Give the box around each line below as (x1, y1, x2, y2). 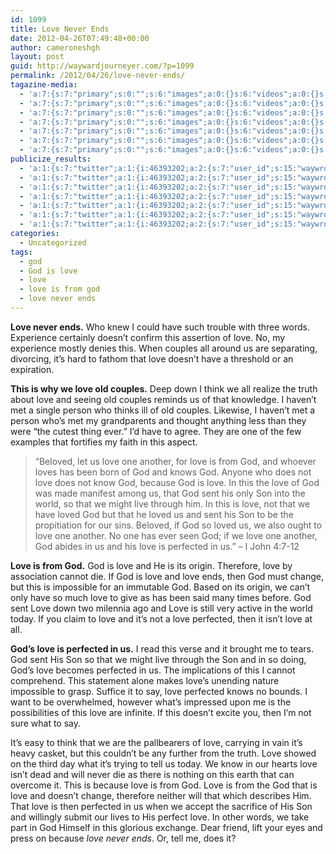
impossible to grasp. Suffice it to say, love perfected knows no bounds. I (10, 685, 308, 697)
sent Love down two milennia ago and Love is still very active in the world (10, 602, 313, 614)
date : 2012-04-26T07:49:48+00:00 (10, 33, 150, 43)
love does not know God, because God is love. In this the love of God (34, 476, 320, 488)
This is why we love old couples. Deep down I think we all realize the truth (10, 382, 318, 395)
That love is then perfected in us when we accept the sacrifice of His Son (10, 800, 313, 812)
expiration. (10, 363, 55, 375)
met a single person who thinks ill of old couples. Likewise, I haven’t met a (10, 404, 316, 416)
